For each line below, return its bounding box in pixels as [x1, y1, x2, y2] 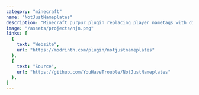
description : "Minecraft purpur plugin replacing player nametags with [6, 19, 187, 25]
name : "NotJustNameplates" [6, 14, 73, 20]
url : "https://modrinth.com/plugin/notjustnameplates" [17, 47, 155, 53]
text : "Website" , [17, 42, 60, 48]
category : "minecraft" [6, 8, 62, 15]
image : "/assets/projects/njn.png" [6, 25, 94, 31]
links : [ [6, 31, 28, 37]
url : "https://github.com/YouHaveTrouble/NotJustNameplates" [17, 69, 171, 75]
